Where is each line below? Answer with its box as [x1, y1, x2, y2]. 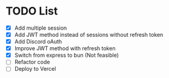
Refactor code [14, 59, 50, 66]
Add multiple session [14, 24, 67, 31]
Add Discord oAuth [14, 38, 62, 45]
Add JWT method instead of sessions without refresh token [14, 31, 164, 38]
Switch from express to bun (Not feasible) [14, 51, 119, 59]
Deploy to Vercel [14, 65, 56, 73]
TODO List [5, 4, 58, 18]
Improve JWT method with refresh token [14, 45, 116, 52]
